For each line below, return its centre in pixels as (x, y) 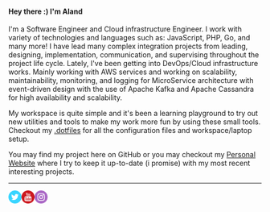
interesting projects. (41, 172)
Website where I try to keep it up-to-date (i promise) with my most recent (129, 163)
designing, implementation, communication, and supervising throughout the (134, 55)
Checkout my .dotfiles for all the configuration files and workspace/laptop (130, 131)
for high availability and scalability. (65, 98)
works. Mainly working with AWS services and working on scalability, (123, 72)
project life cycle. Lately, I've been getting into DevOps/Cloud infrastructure (133, 64)
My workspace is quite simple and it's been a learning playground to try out (133, 114)
